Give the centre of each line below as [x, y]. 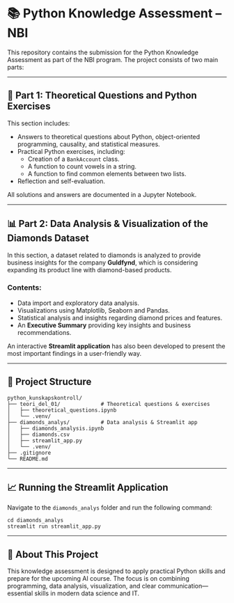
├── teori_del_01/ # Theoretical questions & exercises [109, 404]
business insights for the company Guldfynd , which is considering [103, 263]
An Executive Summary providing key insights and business [104, 325]
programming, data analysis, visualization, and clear [82, 586]
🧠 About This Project [53, 554]
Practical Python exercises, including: [71, 151]
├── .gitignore [29, 453]
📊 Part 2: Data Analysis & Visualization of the [108, 224]
